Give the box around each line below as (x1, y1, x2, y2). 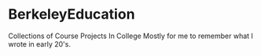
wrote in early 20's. (8, 39, 71, 48)
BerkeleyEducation (8, 5, 135, 23)
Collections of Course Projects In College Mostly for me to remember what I (8, 31, 254, 40)
